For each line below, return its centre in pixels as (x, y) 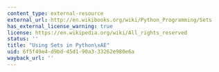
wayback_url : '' (30, 58)
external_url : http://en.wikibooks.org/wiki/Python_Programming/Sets (110, 20)
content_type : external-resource (55, 13)
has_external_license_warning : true (60, 26)
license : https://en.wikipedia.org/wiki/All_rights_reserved (97, 33)
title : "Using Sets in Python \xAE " (59, 45)
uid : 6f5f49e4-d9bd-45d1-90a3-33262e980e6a (71, 52)
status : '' (23, 39)
